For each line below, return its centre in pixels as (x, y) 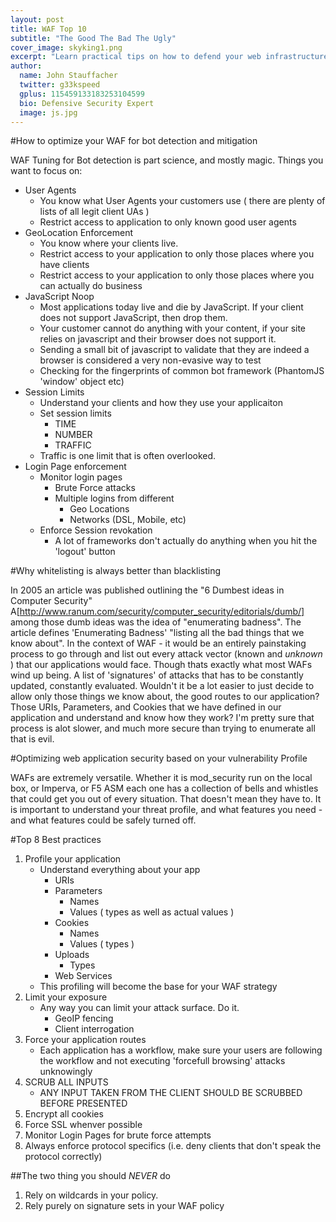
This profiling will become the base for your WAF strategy (158, 987)
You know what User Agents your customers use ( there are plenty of (182, 201)
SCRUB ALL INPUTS (66, 1082)
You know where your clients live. (109, 243)
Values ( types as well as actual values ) (152, 912)
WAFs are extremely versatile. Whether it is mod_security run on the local (161, 778)
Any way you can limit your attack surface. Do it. (139, 1008)
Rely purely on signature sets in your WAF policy (124, 1206)
